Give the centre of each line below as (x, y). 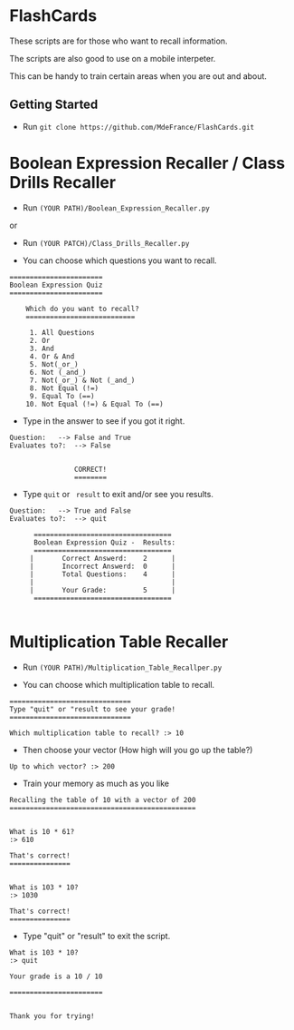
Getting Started (54, 105)
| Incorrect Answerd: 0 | (103, 566)
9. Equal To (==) (62, 396)
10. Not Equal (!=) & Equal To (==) (95, 404)
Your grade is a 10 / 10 (56, 976)
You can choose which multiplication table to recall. (119, 684)
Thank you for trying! (52, 1016)
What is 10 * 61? (42, 831)
